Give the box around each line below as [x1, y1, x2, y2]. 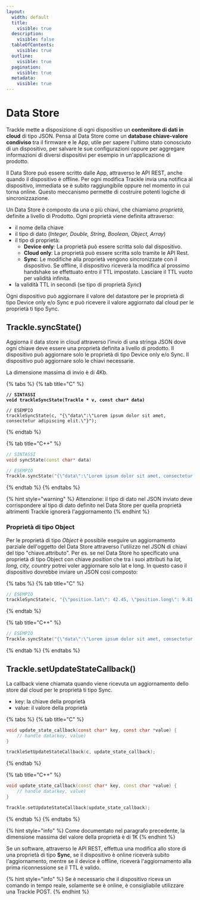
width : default [11, 14, 49, 20]
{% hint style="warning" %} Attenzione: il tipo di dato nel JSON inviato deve [6, 496, 193, 503]
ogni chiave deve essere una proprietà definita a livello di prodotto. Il [6, 344, 174, 351]
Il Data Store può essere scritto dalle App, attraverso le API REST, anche [6, 169, 183, 176]
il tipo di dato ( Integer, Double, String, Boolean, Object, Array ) [14, 230, 166, 237]
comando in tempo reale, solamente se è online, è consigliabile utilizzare [6, 882, 185, 889]
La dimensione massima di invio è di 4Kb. [6, 369, 108, 376]
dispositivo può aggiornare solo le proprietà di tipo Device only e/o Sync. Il [6, 351, 189, 358]
